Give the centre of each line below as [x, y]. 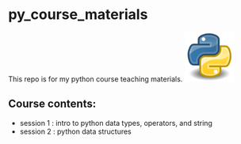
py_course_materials [78, 15]
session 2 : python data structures [76, 131]
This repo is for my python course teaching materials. [96, 79]
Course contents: [52, 104]
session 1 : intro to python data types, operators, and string [116, 123]
